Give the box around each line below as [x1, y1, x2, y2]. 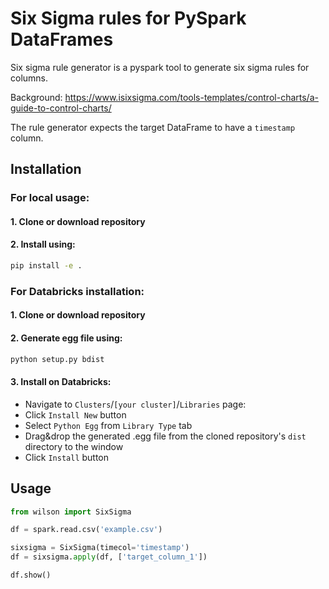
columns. [10, 72, 49, 84]
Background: [10, 91, 63, 103]
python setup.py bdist [10, 354, 105, 364]
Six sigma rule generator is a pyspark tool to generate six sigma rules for [10, 61, 310, 73]
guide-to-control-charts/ [10, 102, 112, 114]
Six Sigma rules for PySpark [10, 7, 247, 30]
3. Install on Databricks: [10, 376, 112, 388]
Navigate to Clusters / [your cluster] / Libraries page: [24, 398, 247, 410]
